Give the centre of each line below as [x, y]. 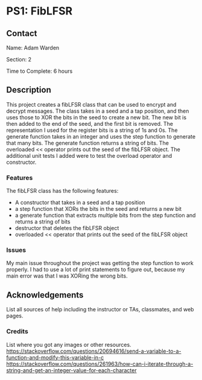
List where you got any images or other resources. [69, 344]
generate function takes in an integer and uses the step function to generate [101, 136]
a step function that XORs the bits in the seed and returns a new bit [98, 209]
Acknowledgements [45, 295]
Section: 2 [19, 59]
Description [29, 90]
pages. [15, 316]
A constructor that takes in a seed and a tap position [80, 202]
